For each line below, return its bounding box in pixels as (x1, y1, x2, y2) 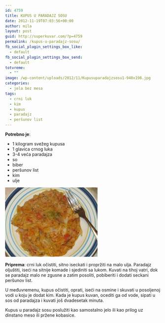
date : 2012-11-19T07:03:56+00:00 (5, 18, 74, 23)
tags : (5, 91, 16, 96)
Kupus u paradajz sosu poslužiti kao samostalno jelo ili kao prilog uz (5, 307, 143, 313)
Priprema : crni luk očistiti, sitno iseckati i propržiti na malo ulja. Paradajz (5, 262, 152, 267)
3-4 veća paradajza (12, 151, 53, 157)
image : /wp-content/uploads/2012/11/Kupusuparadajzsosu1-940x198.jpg (5, 75, 151, 81)
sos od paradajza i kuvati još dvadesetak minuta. (5, 297, 104, 303)
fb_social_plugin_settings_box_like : (5, 44, 83, 49)
